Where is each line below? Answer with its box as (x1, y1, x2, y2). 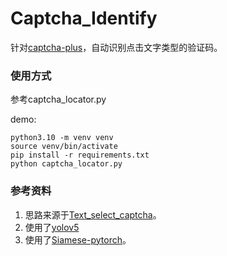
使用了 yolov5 (24, 221, 80, 233)
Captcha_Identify (10, 7, 158, 30)
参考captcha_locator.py (10, 93, 107, 106)
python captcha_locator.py (10, 159, 123, 169)
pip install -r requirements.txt (10, 150, 150, 161)
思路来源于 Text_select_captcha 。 (24, 208, 162, 221)
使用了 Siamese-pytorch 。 (24, 233, 132, 246)
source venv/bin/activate (10, 142, 118, 152)
